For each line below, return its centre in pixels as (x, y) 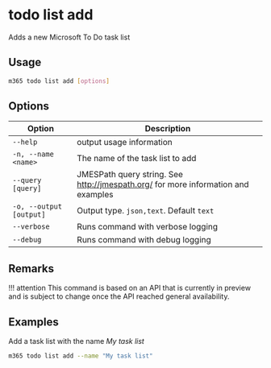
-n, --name (33, 154)
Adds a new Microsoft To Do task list (69, 37)
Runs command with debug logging (144, 240)
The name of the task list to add (136, 159)
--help (25, 142)
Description (168, 129)
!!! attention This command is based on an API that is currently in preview (130, 288)
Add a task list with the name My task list (77, 341)
